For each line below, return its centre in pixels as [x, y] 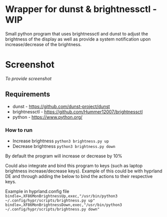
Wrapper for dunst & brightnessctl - [81, 9]
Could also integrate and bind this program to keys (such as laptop [74, 165]
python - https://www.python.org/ [47, 117]
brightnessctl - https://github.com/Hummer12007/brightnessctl [77, 112]
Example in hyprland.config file [37, 191]
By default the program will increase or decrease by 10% [64, 156]
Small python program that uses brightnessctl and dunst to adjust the [77, 34]
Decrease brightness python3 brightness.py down [64, 146]
